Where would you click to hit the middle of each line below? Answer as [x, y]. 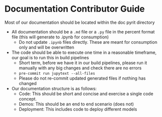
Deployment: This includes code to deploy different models [78, 109]
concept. [28, 99]
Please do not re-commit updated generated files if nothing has [82, 78]
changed [28, 83]
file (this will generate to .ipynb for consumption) [60, 37]
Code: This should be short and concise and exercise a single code [86, 94]
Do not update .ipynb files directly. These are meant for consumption [88, 42]
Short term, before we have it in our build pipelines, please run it [83, 63]
